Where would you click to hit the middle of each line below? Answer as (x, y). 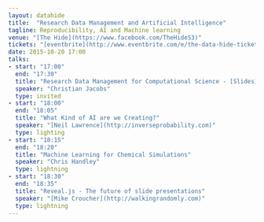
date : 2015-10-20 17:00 (47, 52)
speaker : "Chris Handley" (58, 162)
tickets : (22, 45)
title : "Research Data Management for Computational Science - (121, 81)
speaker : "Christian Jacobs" (63, 89)
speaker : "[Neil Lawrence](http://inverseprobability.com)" (115, 125)
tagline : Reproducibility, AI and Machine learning (94, 30)
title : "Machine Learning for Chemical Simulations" (103, 154)
